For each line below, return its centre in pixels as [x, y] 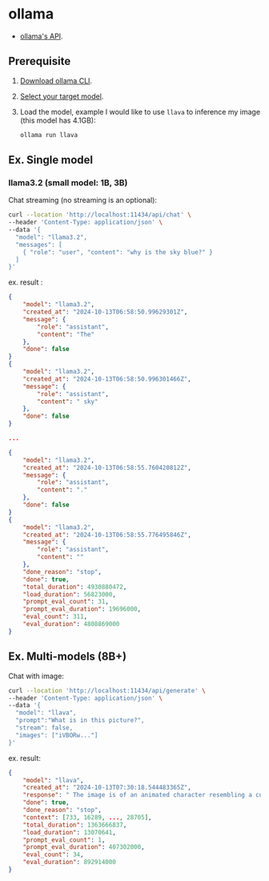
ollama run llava [49, 135]
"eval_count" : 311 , [55, 617]
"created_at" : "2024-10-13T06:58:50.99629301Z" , [105, 312]
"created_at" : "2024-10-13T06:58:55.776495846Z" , [107, 535]
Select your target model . [62, 96]
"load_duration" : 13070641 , [69, 832]
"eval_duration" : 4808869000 [71, 624]
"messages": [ [39, 244]
